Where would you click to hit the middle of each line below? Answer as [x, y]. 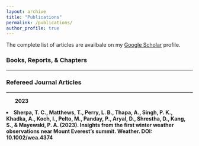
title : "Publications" [34, 17]
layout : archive [26, 12]
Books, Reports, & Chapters [47, 60]
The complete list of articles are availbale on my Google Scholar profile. [93, 45]
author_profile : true [33, 28]
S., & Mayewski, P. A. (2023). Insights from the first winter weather [90, 125]
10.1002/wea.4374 [30, 137]
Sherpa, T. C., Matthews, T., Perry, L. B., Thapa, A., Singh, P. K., [93, 112]
